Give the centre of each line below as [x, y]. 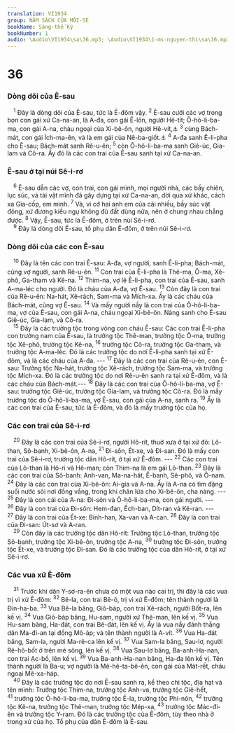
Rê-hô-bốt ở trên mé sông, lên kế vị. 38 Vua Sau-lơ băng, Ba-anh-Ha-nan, [114, 650]
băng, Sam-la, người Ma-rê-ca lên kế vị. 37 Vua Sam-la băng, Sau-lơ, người [115, 641]
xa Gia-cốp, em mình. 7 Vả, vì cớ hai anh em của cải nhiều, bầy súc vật [109, 203]
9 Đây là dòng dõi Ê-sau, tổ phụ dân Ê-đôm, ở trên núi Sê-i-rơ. [103, 228]
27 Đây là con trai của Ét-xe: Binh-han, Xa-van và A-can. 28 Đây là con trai [114, 517]
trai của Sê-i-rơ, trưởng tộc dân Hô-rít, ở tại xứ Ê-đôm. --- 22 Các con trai [113, 459]
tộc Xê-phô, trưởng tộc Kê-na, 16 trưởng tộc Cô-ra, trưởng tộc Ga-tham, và [114, 344]
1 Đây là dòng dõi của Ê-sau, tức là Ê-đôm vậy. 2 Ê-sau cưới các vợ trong [118, 112]
